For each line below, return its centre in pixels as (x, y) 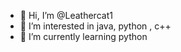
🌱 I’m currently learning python (83, 36)
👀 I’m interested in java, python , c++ (95, 26)
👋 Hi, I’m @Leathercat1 (66, 15)
